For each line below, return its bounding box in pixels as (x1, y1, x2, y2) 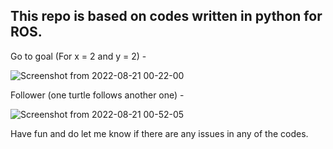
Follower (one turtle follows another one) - (10, 89, 185, 101)
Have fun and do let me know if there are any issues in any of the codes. (10, 127, 309, 139)
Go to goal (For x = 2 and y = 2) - (10, 50, 147, 62)
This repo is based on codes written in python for (10, 8, 323, 25)
